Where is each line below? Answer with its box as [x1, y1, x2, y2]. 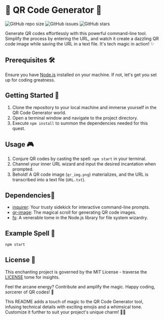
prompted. [12, 166, 33, 172]
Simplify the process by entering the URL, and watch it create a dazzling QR [5, 36, 159, 41]
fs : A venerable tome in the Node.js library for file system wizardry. [12, 215, 148, 221]
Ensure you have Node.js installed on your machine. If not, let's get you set [5, 72, 157, 78]
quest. [12, 125, 26, 131]
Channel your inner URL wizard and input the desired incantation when [12, 161, 156, 167]
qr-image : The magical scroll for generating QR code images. [12, 209, 137, 215]
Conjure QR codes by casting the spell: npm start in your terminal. [12, 156, 147, 162]
